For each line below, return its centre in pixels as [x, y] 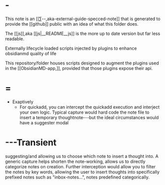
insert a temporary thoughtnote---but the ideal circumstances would [89, 117]
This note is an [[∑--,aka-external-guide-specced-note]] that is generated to [83, 19]
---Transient [31, 143]
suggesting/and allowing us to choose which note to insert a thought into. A [82, 156]
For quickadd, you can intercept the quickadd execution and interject [90, 107]
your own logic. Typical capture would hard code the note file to [84, 112]
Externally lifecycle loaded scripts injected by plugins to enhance [71, 48]
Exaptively [23, 102]
